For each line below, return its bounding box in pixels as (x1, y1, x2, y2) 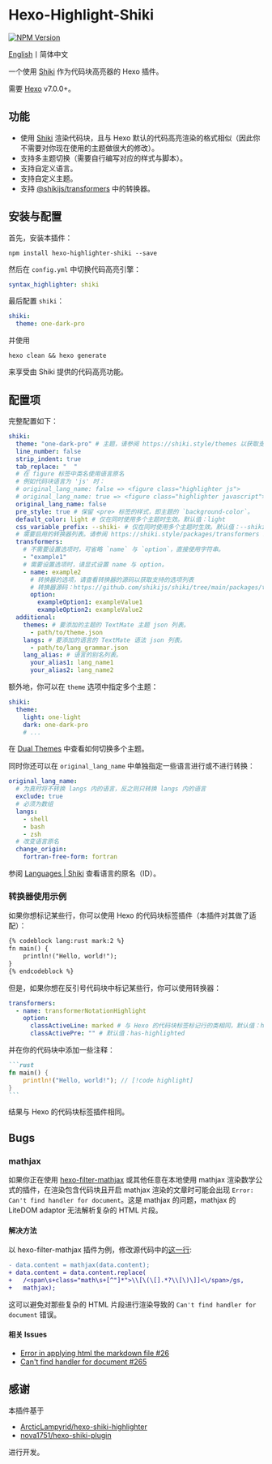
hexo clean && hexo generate (8, 351, 107, 360)
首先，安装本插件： (8, 233, 73, 243)
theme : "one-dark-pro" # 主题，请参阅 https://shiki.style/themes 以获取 (15, 440, 259, 448)
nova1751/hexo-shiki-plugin (19, 1430, 112, 1440)
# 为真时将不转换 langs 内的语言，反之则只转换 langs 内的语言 (15, 785, 206, 793)
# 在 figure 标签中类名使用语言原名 (15, 470, 125, 478)
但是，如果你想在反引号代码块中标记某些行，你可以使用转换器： (8, 983, 221, 993)
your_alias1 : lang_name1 (29, 659, 114, 667)
